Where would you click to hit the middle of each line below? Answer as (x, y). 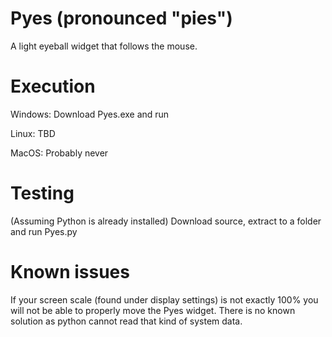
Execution (53, 86)
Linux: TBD (33, 133)
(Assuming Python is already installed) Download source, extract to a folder (166, 221)
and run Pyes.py (44, 231)
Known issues (70, 272)
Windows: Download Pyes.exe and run (90, 114)
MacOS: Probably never (59, 153)
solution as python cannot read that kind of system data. (126, 321)
